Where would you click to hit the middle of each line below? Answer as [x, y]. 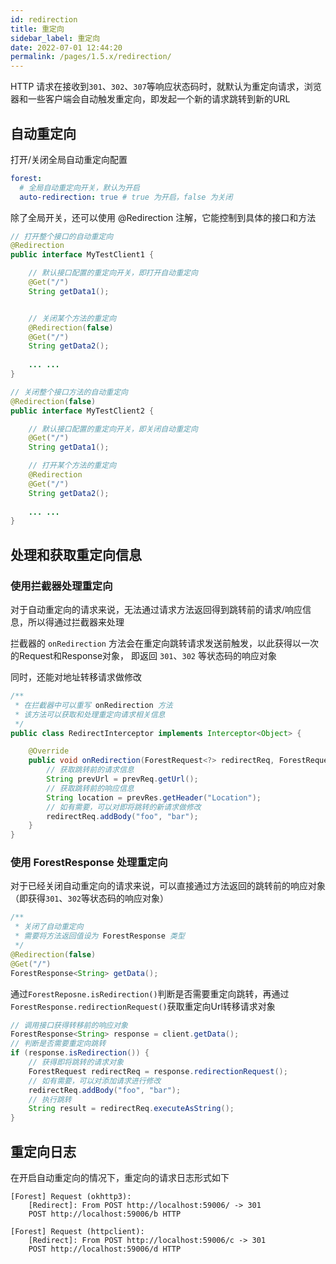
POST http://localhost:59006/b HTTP [105, 1214]
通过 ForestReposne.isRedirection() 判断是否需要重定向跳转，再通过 [150, 993]
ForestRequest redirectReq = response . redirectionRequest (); [158, 1071]
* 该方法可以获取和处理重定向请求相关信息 [90, 714]
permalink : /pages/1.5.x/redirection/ [91, 57]
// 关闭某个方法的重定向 [72, 318]
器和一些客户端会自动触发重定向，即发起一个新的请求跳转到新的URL [150, 99]
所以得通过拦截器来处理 [76, 622]
